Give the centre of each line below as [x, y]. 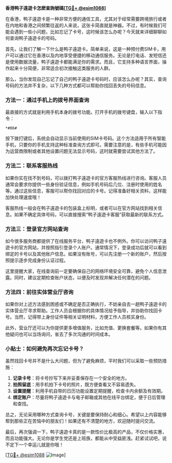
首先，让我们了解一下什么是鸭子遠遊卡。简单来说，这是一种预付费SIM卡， [83, 49]
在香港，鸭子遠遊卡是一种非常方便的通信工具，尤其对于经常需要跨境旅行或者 [86, 19]
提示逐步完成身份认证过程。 [39, 260]
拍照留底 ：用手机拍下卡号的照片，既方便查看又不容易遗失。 [76, 385]
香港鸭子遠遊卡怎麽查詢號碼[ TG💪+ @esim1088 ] [56, 8]
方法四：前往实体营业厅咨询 [39, 292]
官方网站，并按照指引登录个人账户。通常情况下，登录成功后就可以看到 [93, 247]
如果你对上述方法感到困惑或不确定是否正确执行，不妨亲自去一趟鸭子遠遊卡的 [86, 304]
